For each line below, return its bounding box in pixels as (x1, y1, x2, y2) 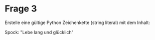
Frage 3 (5, 3, 37, 14)
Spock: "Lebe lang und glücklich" (5, 29, 74, 35)
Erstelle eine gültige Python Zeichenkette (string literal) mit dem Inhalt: (5, 19, 150, 25)
